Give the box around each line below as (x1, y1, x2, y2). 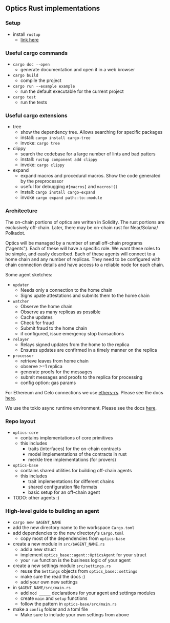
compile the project (20, 77, 61, 84)
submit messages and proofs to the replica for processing (20, 374, 143, 380)
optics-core (12, 430, 38, 435)
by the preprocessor (20, 178, 64, 184)
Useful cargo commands (5, 49, 68, 56)
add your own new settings (20, 579, 78, 585)
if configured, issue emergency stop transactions (20, 330, 124, 336)
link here (20, 36, 39, 43)
